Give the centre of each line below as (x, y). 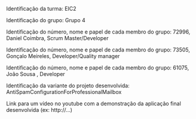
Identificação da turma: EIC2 (41, 9)
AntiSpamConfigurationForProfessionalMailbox (64, 92)
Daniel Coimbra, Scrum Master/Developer (57, 38)
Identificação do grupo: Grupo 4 (46, 20)
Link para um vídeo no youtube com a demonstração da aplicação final (94, 103)
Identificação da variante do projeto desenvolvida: (68, 86)
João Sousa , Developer (36, 74)
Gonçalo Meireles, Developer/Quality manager (63, 56)
